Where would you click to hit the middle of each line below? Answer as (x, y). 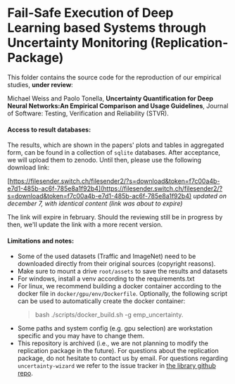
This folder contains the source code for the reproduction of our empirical (114, 77)
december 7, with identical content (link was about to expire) (95, 204)
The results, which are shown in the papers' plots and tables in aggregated (116, 145)
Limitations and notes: (41, 241)
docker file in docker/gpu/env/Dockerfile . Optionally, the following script (122, 294)
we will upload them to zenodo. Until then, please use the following (104, 160)
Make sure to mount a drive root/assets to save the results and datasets (122, 271)
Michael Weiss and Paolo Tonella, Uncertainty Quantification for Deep (110, 98)
